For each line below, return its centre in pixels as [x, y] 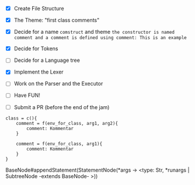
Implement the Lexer [39, 72]
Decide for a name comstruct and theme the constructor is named [94, 32]
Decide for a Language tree [47, 60]
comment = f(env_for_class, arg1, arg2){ [67, 123]
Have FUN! [27, 95]
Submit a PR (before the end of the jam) [62, 107]
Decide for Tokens [36, 48]
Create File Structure [39, 8]
